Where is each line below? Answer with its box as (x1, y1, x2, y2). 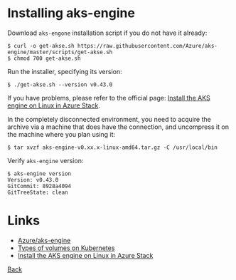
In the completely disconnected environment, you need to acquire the (7, 115, 211, 123)
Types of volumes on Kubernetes (17, 244, 115, 252)
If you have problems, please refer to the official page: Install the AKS (7, 93, 211, 102)
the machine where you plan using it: (7, 130, 116, 138)
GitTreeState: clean (7, 189, 69, 196)
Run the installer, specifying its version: (7, 67, 122, 76)
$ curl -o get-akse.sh (7, 42, 75, 49)
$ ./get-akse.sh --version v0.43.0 (7, 81, 113, 88)
